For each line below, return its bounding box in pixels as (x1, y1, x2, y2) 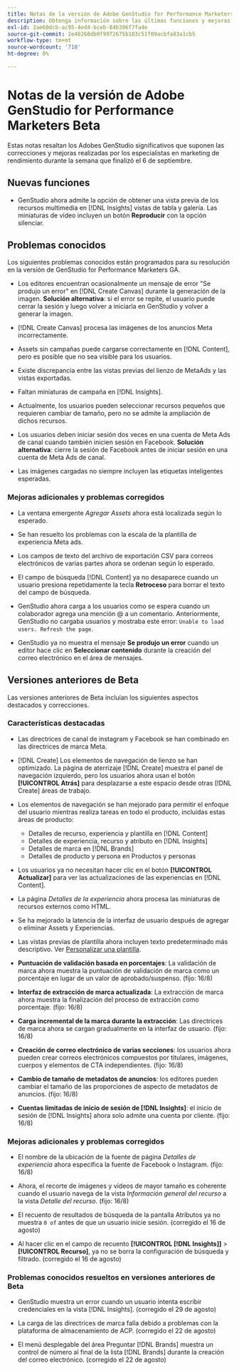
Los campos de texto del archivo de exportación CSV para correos (17, 551, 213, 560)
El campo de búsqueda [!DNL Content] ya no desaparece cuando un (17, 572, 218, 581)
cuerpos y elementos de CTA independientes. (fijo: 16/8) (17, 1060, 184, 1069)
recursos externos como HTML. (17, 902, 112, 910)
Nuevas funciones (7, 177, 90, 189)
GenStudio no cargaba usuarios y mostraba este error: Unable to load (17, 617, 224, 625)
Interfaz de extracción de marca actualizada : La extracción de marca (17, 987, 224, 996)
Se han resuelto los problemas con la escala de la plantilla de (17, 530, 197, 538)
